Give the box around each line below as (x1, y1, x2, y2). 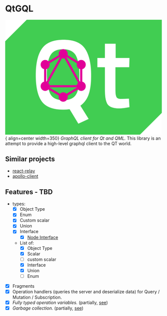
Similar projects (5, 155, 55, 163)
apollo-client (12, 173, 39, 179)
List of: (19, 239, 34, 246)
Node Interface (27, 234, 59, 240)
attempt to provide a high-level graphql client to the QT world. (5, 140, 132, 147)
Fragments (12, 283, 35, 289)
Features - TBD (5, 187, 53, 196)
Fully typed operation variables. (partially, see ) (12, 300, 108, 306)
